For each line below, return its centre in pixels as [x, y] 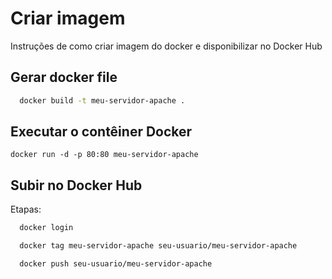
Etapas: [26, 209]
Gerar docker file [64, 77]
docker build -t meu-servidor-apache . [102, 100]
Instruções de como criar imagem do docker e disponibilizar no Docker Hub [166, 46]
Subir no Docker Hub [76, 185]
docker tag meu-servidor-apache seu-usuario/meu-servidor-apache [158, 246]
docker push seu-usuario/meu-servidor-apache [116, 264]
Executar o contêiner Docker [101, 132]
